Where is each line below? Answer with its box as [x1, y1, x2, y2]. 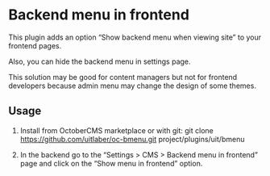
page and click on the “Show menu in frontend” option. [19, 158, 203, 168]
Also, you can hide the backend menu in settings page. [8, 57, 191, 66]
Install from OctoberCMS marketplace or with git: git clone [19, 125, 214, 135]
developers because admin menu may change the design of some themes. [8, 81, 256, 90]
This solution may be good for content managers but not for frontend [8, 72, 238, 82]
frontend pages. [8, 40, 62, 50]
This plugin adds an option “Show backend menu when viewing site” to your [8, 32, 262, 42]
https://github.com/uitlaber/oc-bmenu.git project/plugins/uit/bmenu [19, 134, 245, 144]
